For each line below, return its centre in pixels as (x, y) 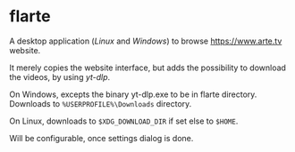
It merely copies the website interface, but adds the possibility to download (147, 68)
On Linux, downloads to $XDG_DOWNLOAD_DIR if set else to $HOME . (124, 121)
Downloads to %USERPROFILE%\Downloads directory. (101, 103)
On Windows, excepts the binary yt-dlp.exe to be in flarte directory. (133, 94)
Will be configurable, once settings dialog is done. (101, 138)
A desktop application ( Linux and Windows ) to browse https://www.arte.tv (146, 41)
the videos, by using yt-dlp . (60, 76)
